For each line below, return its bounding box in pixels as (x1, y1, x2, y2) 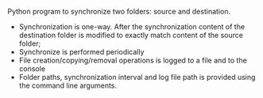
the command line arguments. (18, 81, 117, 90)
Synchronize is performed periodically (18, 47, 145, 56)
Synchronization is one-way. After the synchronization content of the (18, 22, 246, 31)
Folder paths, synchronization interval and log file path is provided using (18, 73, 256, 81)
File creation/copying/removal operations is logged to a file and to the (18, 55, 247, 65)
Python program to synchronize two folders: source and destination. (7, 7, 231, 16)
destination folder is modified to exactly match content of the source (18, 31, 244, 40)
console (18, 64, 45, 73)
